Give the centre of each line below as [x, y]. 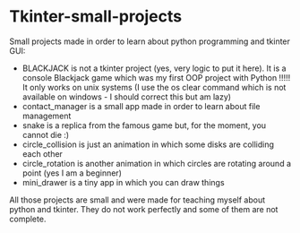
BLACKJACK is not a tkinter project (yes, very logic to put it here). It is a [154, 68]
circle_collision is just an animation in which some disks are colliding [148, 144]
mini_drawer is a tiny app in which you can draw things [124, 182]
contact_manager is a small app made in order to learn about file [141, 106]
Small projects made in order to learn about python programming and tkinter [150, 41]
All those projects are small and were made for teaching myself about [137, 200]
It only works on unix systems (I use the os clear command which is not [154, 87]
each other [42, 153]
